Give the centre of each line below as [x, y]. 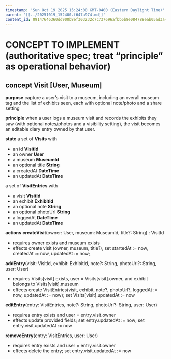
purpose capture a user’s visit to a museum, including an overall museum [82, 98]
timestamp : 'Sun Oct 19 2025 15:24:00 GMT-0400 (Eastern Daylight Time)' [85, 10]
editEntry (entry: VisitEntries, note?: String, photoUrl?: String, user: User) [81, 305]
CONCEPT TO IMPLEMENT [62, 45]
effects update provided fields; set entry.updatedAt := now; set [79, 320]
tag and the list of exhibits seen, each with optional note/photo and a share [84, 103]
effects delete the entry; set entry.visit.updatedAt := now [72, 351]
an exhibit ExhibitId [33, 201]
